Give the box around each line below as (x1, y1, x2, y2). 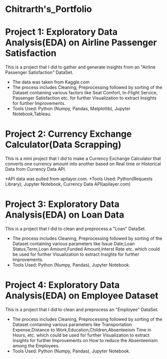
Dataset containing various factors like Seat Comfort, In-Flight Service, (12, 90, 158, 96)
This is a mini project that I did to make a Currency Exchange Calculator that (5, 156, 161, 162)
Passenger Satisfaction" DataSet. (5, 69, 74, 75)
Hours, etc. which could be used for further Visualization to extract (12, 332, 150, 338)
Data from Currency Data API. (5, 166, 66, 172)
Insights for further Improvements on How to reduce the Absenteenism (12, 337, 158, 343)
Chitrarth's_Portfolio (5, 3, 92, 15)
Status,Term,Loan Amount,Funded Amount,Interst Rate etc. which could (12, 246, 160, 252)
